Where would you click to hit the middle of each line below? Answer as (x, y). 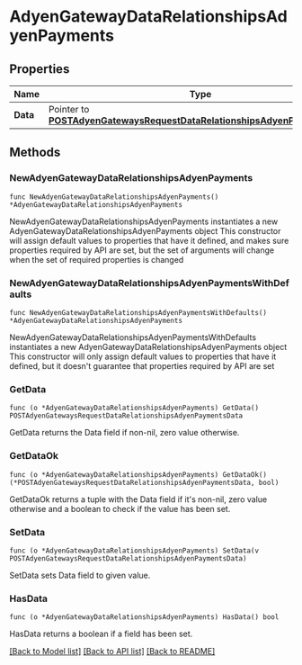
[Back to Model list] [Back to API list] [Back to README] (112, 652)
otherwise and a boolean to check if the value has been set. (120, 508)
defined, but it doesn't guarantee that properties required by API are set (142, 365)
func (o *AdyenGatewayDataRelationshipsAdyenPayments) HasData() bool (144, 617)
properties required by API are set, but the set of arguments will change (142, 250)
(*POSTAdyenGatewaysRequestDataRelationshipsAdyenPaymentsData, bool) (144, 482)
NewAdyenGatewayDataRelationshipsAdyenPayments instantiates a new (144, 221)
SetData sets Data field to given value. (80, 575)
